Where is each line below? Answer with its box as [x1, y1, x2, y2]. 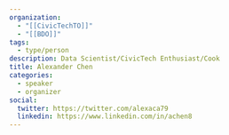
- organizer [17, 87, 62, 96]
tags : [9, 37, 29, 47]
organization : [9, 12, 62, 22]
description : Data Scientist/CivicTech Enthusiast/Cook [9, 54, 220, 63]
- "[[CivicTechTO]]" [17, 21, 93, 30]
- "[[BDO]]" [17, 29, 62, 38]
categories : [9, 71, 53, 80]
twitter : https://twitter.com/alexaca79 [17, 104, 169, 113]
